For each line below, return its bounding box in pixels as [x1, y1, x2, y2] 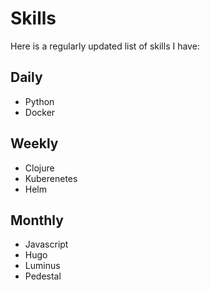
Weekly [10, 135, 59, 152]
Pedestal [24, 270, 62, 282]
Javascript [24, 238, 69, 251]
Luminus [24, 260, 61, 272]
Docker [24, 106, 56, 118]
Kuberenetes [24, 172, 78, 184]
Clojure [24, 162, 55, 174]
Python [24, 95, 55, 107]
